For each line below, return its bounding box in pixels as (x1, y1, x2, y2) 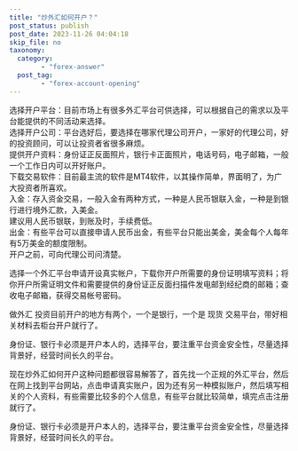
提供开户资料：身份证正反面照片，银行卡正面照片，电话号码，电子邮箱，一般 (9, 148, 289, 160)
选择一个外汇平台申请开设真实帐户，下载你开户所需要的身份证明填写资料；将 (9, 267, 289, 278)
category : (17, 54, 53, 63)
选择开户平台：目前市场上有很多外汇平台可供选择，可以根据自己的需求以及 (9, 104, 281, 115)
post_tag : (17, 71, 53, 80)
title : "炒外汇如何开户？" (9, 12, 98, 22)
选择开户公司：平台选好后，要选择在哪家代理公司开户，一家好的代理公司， (9, 126, 281, 138)
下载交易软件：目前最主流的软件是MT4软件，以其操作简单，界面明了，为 (9, 170, 275, 182)
